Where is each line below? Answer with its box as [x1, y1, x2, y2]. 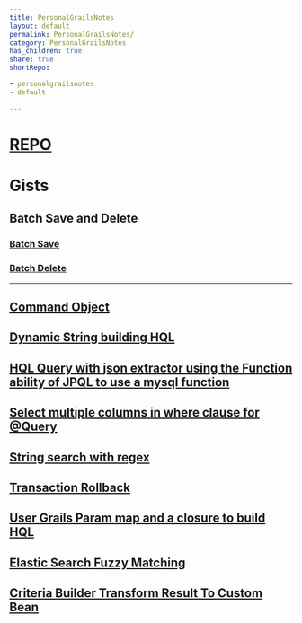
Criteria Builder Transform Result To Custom [9, 585, 263, 601]
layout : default [9, 22, 70, 31]
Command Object [9, 300, 110, 314]
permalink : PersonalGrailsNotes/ [9, 30, 135, 39]
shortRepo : [9, 64, 50, 73]
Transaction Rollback [9, 479, 130, 495]
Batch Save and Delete [9, 211, 138, 226]
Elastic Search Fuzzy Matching [9, 555, 186, 570]
